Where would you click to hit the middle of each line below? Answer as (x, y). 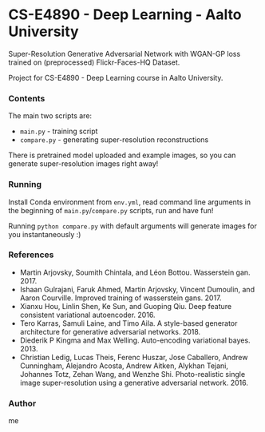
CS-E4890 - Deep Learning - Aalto (125, 15)
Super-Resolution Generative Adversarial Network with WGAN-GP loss (125, 54)
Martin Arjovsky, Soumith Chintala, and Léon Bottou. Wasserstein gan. (135, 272)
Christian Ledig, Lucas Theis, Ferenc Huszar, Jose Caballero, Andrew (134, 357)
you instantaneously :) (45, 234)
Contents (27, 98)
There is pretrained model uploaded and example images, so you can (122, 155)
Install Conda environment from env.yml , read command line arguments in (130, 202)
